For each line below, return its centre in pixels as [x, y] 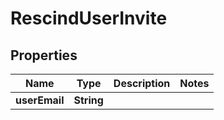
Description [142, 83]
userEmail [40, 100]
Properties [44, 55]
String [88, 100]
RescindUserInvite [89, 18]
